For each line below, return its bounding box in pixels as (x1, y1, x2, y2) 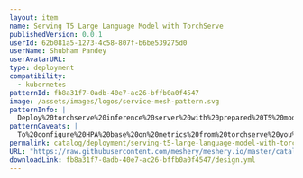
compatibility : (9, 72, 67, 81)
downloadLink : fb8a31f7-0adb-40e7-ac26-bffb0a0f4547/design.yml (9, 155, 256, 165)
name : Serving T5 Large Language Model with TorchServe (9, 22, 224, 31)
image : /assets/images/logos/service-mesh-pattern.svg (9, 96, 220, 106)
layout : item (9, 13, 59, 22)
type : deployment (9, 64, 75, 73)
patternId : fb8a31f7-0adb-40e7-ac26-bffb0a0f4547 (9, 88, 200, 97)
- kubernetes (17, 80, 67, 89)
